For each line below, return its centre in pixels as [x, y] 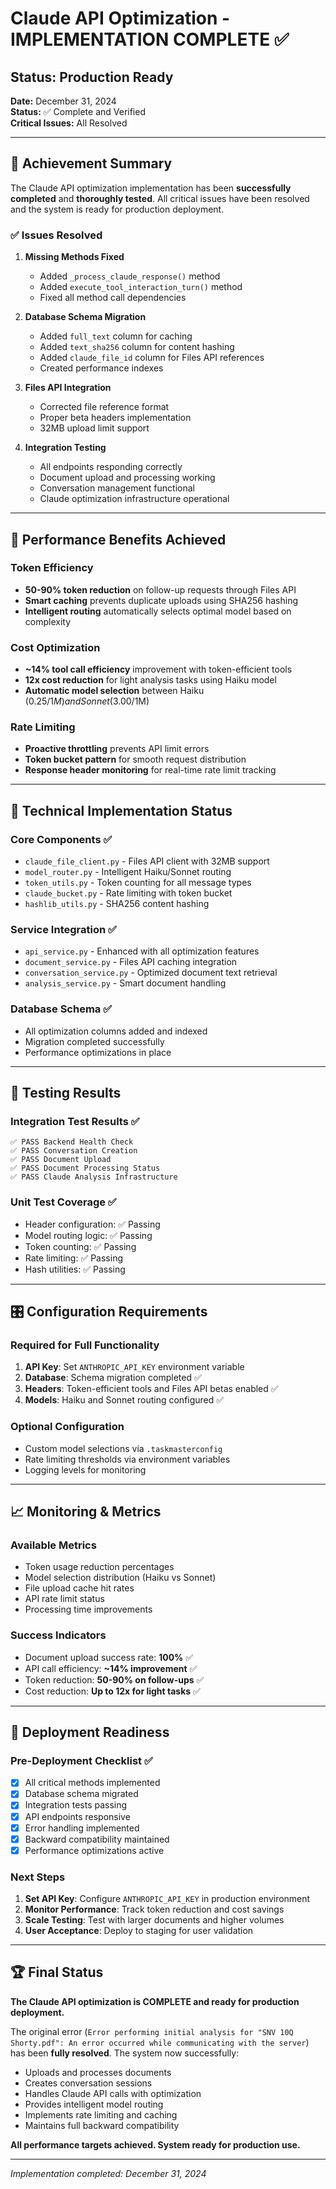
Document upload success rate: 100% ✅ [109, 1657]
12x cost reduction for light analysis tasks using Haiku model [150, 680]
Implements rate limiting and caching [101, 2114]
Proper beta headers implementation [115, 418]
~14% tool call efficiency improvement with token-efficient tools [158, 669]
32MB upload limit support [94, 428]
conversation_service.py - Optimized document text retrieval [151, 973]
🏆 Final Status [57, 1972]
